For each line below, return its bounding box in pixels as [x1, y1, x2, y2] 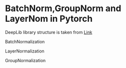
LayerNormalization [5, 48, 45, 54]
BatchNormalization [5, 38, 45, 44]
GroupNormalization [5, 57, 46, 63]
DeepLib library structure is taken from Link [5, 29, 93, 35]
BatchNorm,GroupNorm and [5, 3, 122, 14]
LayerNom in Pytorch [5, 13, 93, 24]
